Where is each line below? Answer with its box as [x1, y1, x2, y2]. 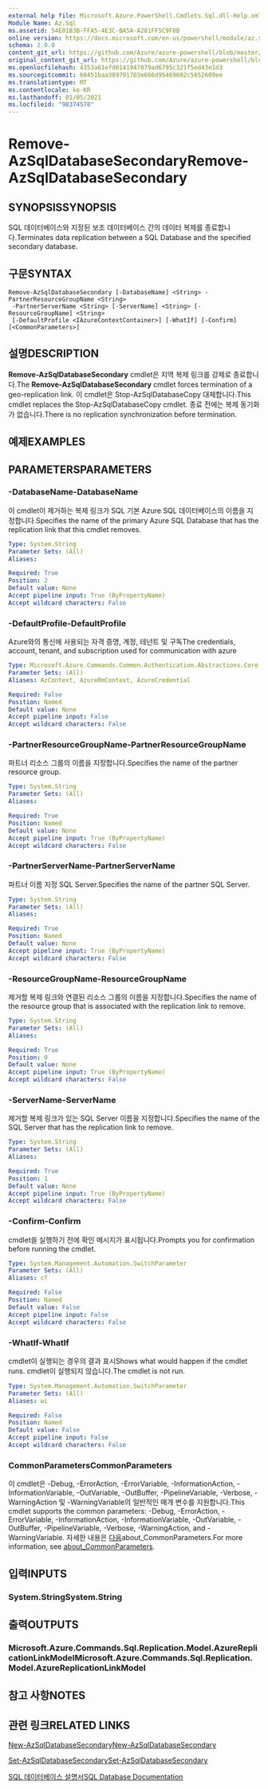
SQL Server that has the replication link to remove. [8, 1122, 174, 1133]
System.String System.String [8, 1591, 123, 1602]
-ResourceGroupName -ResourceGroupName [8, 973, 187, 984]
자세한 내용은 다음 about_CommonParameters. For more [66, 1533, 243, 1543]
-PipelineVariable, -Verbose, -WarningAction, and [43, 1523, 206, 1533]
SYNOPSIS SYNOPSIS [8, 200, 117, 214]
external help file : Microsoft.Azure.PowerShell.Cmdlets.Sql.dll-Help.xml [8, 11, 262, 20]
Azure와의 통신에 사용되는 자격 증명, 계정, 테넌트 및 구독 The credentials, [8, 637, 236, 647]
